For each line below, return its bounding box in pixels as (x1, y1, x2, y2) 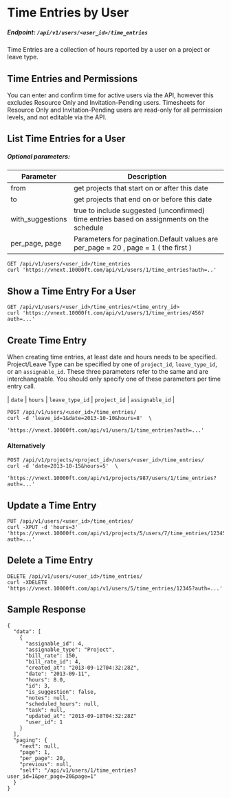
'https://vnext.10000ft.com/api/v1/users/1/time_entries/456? (22, 310, 205, 317)
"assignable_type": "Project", (25, 646, 115, 653)
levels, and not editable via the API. (7, 112, 107, 121)
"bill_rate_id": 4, (25, 658, 81, 665)
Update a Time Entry (7, 499, 97, 511)
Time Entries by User (7, 5, 129, 21)
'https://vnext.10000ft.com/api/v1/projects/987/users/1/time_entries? (7, 475, 217, 482)
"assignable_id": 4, (25, 640, 85, 647)
